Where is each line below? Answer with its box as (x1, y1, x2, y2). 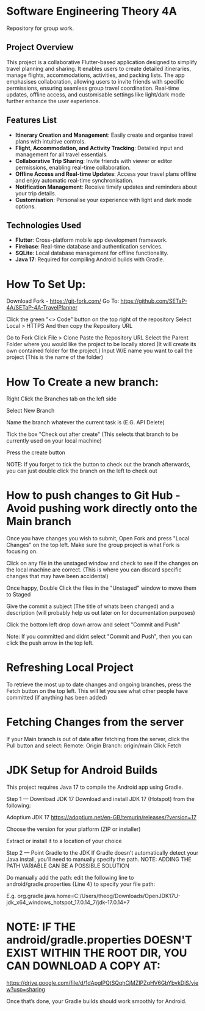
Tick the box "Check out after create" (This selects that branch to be (6, 430, 179, 438)
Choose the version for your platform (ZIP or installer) (6, 825, 141, 833)
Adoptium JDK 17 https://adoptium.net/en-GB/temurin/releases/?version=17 (6, 814, 197, 821)
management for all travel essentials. (15, 151, 108, 158)
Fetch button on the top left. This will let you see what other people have (6, 687, 188, 695)
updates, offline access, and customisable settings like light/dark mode (6, 90, 185, 98)
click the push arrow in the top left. (6, 639, 94, 647)
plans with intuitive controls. (15, 137, 86, 145)
